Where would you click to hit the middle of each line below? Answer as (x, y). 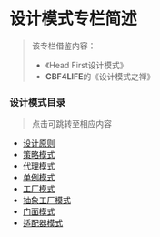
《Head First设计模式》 (86, 65)
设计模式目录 (38, 102)
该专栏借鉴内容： (64, 46)
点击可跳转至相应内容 (71, 124)
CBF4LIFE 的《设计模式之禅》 (100, 76)
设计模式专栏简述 (74, 19)
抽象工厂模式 (46, 201)
